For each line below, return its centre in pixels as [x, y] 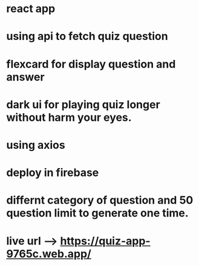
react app [31, 9]
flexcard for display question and [91, 64]
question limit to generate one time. [97, 213]
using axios [36, 145]
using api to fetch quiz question [87, 37]
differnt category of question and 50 [100, 200]
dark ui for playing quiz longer [83, 104]
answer [25, 77]
